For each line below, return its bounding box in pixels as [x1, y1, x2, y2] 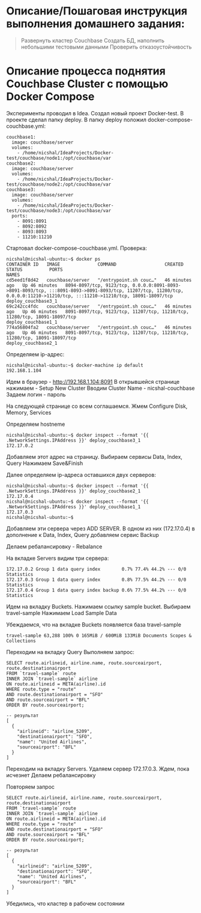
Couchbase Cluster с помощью [6, 77, 169, 91]
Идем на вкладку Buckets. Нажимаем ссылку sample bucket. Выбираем [6, 602, 191, 610]
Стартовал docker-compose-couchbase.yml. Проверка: [6, 244, 147, 252]
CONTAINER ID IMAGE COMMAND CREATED [6, 261, 184, 267]
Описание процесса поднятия [6, 64, 166, 78]
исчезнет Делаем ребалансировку [6, 771, 96, 778]
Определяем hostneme [6, 420, 65, 428]
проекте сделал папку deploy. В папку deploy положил [6, 116, 147, 123]
